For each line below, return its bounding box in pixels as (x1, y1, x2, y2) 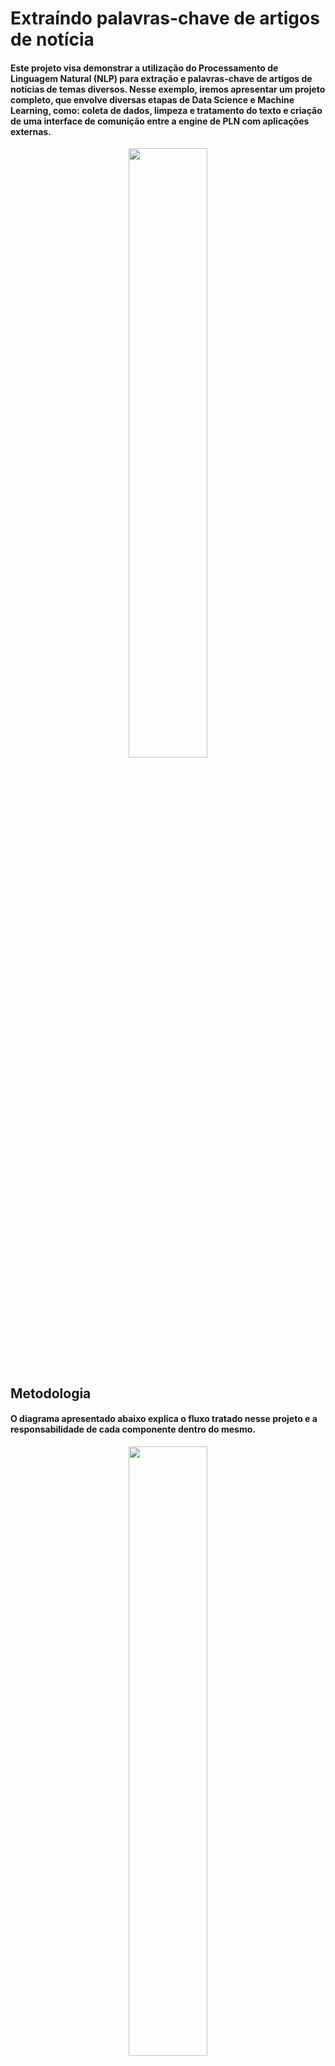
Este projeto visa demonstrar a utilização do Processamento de (10, 62, 279, 74)
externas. (10, 125, 52, 137)
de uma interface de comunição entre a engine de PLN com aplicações (10, 115, 310, 127)
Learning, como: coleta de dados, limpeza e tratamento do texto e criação (10, 104, 323, 116)
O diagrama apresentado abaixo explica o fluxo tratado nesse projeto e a (10, 1413, 318, 1425)
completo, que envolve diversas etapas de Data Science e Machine (10, 93, 295, 106)
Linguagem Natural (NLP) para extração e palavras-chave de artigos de (10, 72, 313, 84)
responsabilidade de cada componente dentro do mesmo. (10, 1423, 256, 1436)
